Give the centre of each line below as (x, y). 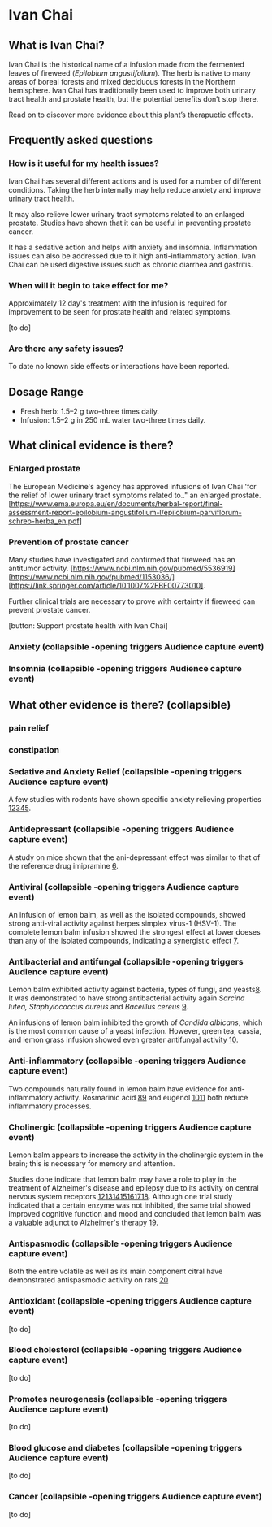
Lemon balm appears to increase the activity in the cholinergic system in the (136, 1155)
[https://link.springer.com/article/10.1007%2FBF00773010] (106, 586)
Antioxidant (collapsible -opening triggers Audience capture (130, 1301)
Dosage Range (46, 392)
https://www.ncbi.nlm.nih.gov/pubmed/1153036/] (93, 577)
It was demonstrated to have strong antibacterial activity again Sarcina (127, 998)
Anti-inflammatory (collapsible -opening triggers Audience (127, 1061)
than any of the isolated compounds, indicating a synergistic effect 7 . (124, 941)
